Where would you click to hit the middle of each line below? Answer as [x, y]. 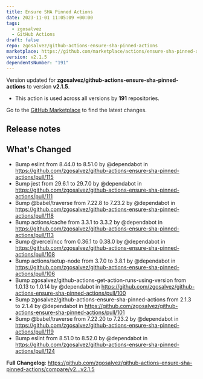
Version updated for [31, 80]
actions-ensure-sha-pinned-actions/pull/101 [70, 312]
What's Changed [39, 149]
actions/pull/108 [35, 254]
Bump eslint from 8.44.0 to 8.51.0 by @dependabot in [81, 164]
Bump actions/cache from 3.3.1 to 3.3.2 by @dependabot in [89, 222]
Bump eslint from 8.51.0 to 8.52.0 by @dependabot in [81, 338]
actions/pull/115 [34, 177]
